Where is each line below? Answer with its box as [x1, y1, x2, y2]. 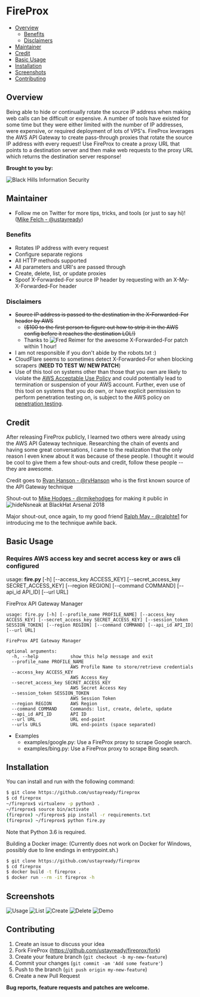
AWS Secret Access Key [70, 685, 127, 691]
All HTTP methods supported [14, 256, 87, 264]
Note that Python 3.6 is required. [6, 828, 87, 835]
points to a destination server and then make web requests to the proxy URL [6, 146, 193, 153]
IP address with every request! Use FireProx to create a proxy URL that [6, 140, 180, 147]
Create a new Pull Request [14, 972, 81, 979]
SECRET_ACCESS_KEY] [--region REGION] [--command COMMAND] [6, 582, 176, 589]
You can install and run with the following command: [6, 778, 135, 785]
